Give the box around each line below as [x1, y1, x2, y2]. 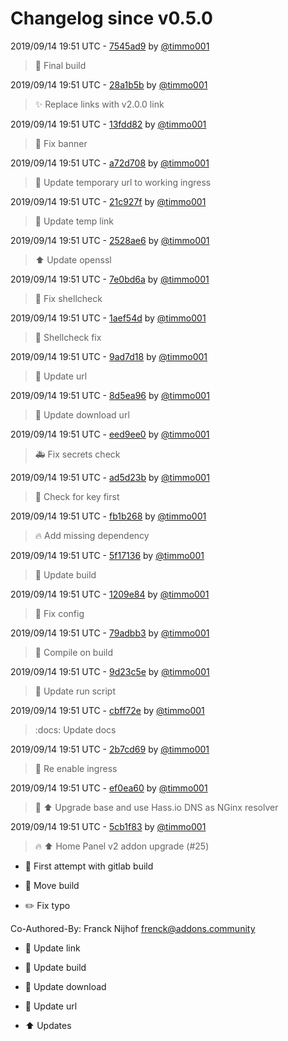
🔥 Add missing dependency [34, 529, 150, 541]
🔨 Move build [24, 879, 80, 891]
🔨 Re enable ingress [34, 762, 118, 774]
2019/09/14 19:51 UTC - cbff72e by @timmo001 [10, 704, 205, 716]
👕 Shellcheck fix [34, 331, 102, 343]
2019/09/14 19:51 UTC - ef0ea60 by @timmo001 [10, 782, 208, 794]
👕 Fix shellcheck [34, 292, 103, 304]
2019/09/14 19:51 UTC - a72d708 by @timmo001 [10, 157, 210, 169]
